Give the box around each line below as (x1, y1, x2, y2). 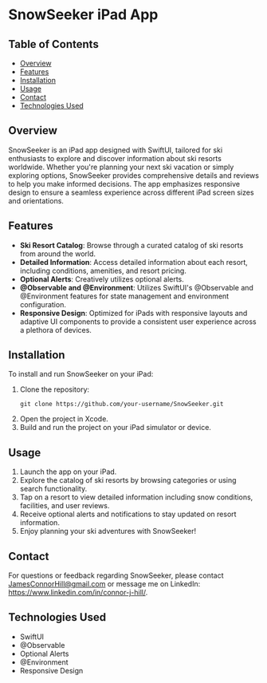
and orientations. (8, 195, 64, 205)
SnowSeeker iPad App (8, 6, 159, 24)
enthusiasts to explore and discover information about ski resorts (8, 153, 222, 163)
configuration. (19, 299, 66, 309)
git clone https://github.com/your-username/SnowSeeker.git (19, 401, 224, 409)
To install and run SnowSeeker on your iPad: (8, 369, 154, 379)
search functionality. (19, 484, 88, 494)
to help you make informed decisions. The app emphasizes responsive (8, 179, 241, 188)
